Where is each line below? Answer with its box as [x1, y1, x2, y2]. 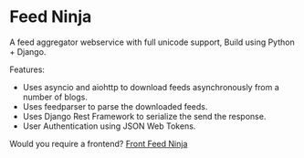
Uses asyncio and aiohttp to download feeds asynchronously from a [22, 81, 280, 92]
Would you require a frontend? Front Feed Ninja [9, 138, 188, 149]
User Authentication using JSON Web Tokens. [22, 121, 196, 132]
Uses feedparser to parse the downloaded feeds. [22, 100, 208, 111]
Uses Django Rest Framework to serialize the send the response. [22, 111, 267, 121]
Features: [9, 64, 46, 75]
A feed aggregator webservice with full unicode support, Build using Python [9, 37, 295, 47]
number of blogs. [22, 91, 89, 102]
